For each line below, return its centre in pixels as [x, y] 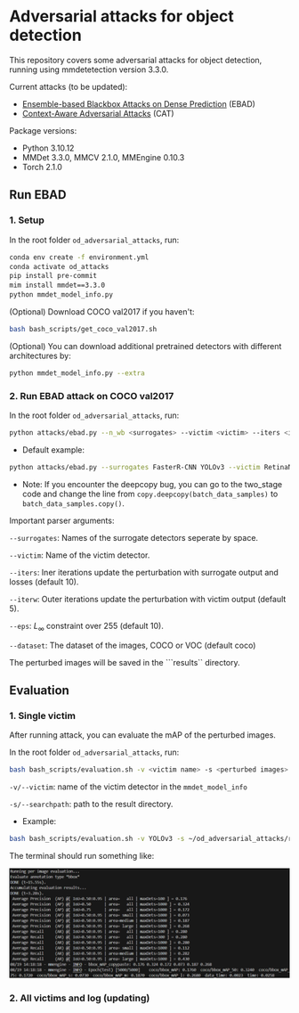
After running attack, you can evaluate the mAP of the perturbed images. [142, 735]
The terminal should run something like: [82, 856]
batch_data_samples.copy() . [73, 503]
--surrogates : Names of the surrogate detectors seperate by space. [134, 537]
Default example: [53, 449]
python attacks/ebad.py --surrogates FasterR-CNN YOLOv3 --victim [135, 467]
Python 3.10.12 [48, 148]
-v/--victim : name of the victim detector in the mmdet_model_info [128, 787]
